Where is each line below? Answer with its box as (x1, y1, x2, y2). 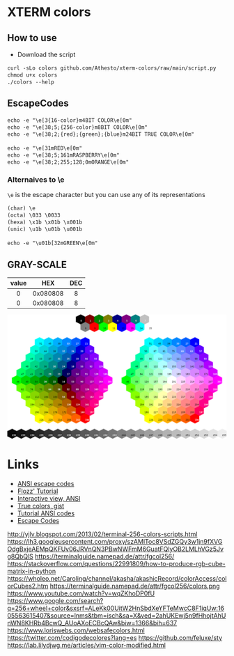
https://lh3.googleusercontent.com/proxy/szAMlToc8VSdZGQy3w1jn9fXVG (7, 537, 223, 545)
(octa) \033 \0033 (7, 212, 61, 219)
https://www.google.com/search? (7, 596, 104, 604)
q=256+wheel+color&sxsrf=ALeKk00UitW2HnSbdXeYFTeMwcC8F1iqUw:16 (7, 604, 225, 612)
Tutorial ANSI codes (17, 509, 75, 517)
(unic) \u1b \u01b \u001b (7, 226, 82, 233)
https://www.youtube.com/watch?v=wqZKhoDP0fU (7, 589, 155, 598)
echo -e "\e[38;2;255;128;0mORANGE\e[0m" (7, 158, 130, 166)
